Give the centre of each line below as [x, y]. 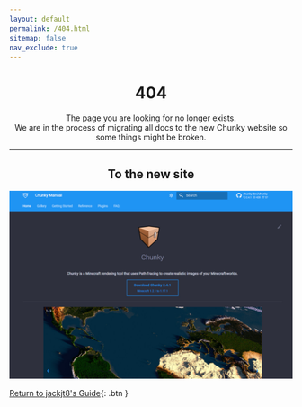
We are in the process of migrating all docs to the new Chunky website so [151, 128]
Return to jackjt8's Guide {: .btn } [69, 393]
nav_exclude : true [44, 48]
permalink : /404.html [50, 28]
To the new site [151, 174]
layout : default [40, 19]
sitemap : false [38, 38]
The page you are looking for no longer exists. [151, 118]
